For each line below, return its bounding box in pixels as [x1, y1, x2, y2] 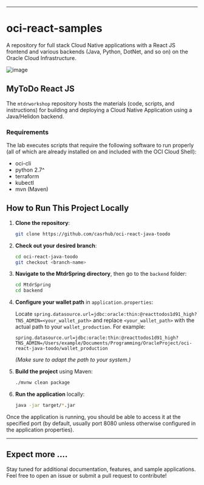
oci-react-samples [6, 22, 103, 35]
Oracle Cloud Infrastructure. [6, 54, 77, 61]
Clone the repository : [15, 219, 70, 226]
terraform [15, 173, 39, 180]
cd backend [15, 287, 43, 294]
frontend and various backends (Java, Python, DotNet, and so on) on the [6, 48, 188, 55]
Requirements [6, 128, 49, 136]
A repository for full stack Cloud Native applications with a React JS [6, 41, 176, 48]
